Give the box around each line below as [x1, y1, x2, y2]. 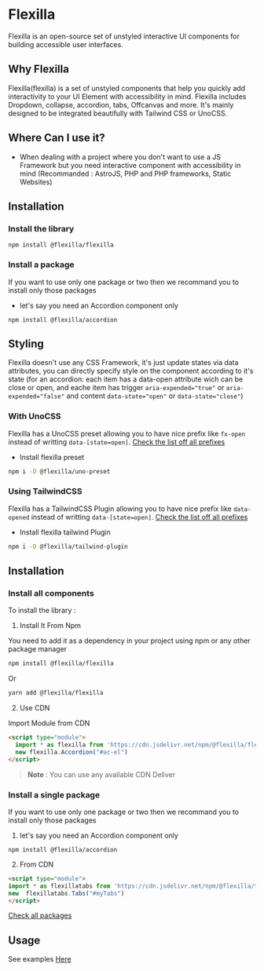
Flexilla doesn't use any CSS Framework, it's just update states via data [8, 358, 239, 367]
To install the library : [8, 606, 76, 615]
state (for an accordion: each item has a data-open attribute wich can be [8, 374, 244, 384]
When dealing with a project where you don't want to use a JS [19, 151, 222, 162]
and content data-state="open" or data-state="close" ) [66, 391, 244, 401]
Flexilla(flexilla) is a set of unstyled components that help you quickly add [8, 83, 246, 93]
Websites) [19, 177, 53, 186]
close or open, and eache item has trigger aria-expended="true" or [8, 383, 225, 392]
